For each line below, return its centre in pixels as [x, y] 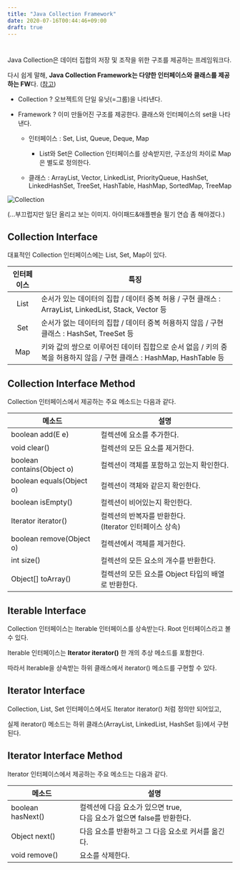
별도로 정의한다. [69, 162]
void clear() [30, 448]
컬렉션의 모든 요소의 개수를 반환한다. [158, 561]
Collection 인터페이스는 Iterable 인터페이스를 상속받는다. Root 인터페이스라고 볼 [119, 628]
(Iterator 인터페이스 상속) [140, 527]
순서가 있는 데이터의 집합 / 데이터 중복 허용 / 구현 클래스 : [131, 299]
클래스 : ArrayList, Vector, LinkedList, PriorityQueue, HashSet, [118, 177]
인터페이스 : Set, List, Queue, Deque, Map [89, 138]
